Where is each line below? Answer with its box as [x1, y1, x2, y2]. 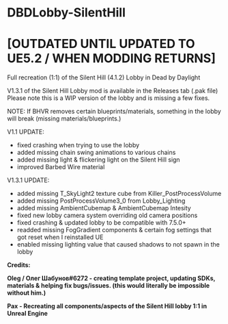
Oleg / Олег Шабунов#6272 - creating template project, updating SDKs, [7, 274, 216, 282]
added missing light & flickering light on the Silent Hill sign [16, 155, 180, 164]
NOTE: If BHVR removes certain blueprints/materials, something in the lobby [7, 108, 222, 116]
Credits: [7, 261, 31, 269]
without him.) [7, 289, 46, 297]
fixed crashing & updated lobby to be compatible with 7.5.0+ [16, 219, 186, 227]
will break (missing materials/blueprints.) [7, 114, 122, 123]
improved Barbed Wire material [16, 163, 105, 171]
